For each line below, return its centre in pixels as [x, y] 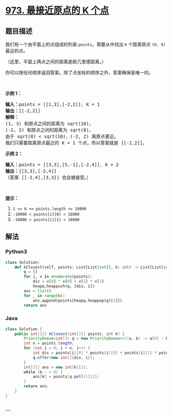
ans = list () [38, 291]
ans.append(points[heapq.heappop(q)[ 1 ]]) [78, 301]
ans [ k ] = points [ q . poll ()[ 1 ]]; [66, 377]
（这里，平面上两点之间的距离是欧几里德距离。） [56, 62]
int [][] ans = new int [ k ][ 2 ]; [56, 367]
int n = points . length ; [49, 343]
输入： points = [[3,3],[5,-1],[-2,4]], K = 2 [62, 165]
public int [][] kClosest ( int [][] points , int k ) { [70, 334]
